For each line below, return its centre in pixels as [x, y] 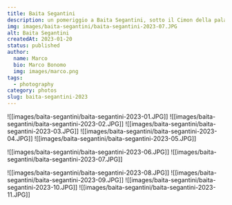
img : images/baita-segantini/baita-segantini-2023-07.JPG [92, 26]
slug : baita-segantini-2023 [48, 97]
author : [18, 52]
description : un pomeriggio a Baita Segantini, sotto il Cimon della [109, 20]
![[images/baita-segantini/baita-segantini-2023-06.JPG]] [88, 152]
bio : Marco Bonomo [40, 65]
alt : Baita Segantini [38, 33]
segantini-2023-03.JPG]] [43, 131]
